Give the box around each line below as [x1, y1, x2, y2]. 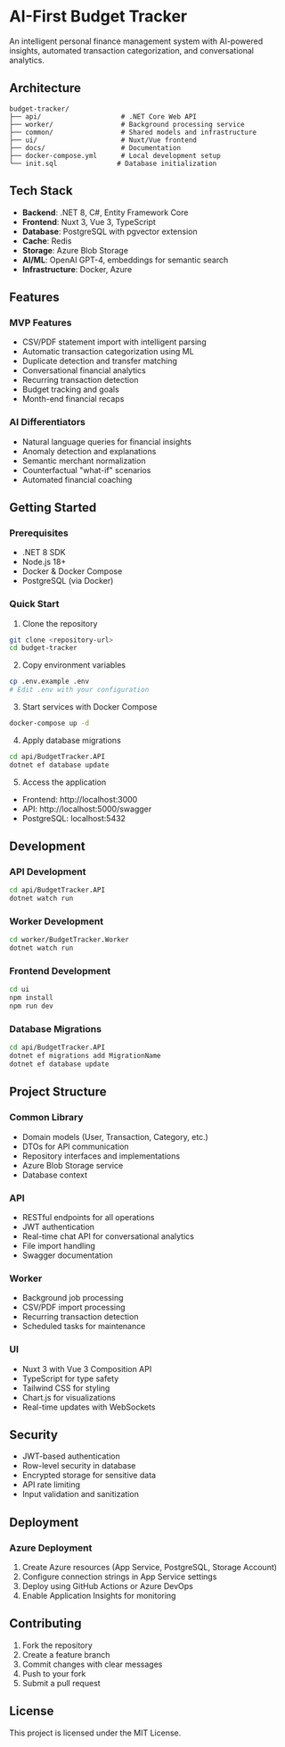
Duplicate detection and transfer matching [21, 355, 178, 367]
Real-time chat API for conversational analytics [21, 1230, 194, 1242]
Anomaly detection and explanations [21, 445, 157, 456]
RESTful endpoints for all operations [21, 1211, 155, 1222]
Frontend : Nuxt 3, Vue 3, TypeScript [21, 216, 156, 227]
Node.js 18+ [21, 556, 67, 568]
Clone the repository [21, 618, 98, 628]
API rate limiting [21, 1479, 81, 1490]
